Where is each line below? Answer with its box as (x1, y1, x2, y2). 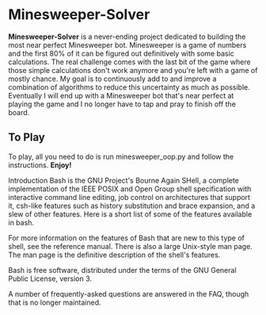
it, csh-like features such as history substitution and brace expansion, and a (8, 201, 256, 210)
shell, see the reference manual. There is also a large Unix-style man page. (8, 241, 253, 251)
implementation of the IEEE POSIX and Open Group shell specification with (8, 184, 252, 194)
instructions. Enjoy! (8, 160, 72, 170)
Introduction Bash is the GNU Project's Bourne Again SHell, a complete (8, 175, 240, 185)
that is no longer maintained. (8, 298, 101, 307)
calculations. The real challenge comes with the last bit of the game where (8, 57, 251, 67)
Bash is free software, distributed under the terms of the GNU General (8, 265, 237, 275)
